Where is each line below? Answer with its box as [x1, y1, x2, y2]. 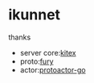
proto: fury [19, 56, 54, 66]
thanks [8, 32, 31, 42]
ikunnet [8, 6, 61, 24]
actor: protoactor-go [19, 64, 86, 74]
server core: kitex [19, 48, 76, 57]
